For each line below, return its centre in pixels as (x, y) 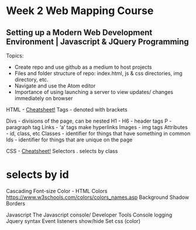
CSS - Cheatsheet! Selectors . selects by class (62, 151)
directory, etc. (31, 80)
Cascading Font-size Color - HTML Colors (57, 191)
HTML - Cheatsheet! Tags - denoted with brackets (67, 109)
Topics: (15, 56)
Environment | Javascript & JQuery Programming (97, 41)
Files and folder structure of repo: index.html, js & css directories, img (98, 73)
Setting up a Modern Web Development (79, 33)
